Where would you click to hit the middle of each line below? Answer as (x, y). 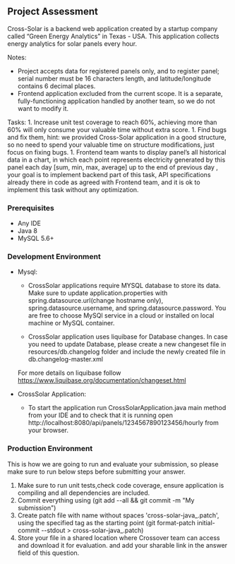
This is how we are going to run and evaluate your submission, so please (113, 464)
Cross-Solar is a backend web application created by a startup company (113, 28)
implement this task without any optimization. (73, 189)
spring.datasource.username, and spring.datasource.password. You (127, 308)
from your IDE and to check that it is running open (101, 415)
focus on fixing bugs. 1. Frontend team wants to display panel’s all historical (117, 152)
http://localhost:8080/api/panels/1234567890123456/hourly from (123, 423)
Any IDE (29, 223)
